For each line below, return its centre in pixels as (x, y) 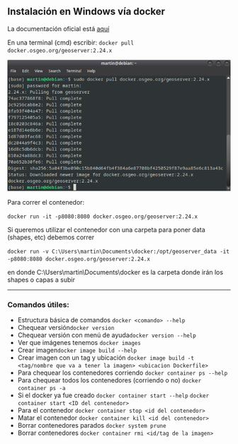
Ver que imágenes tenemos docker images (79, 343)
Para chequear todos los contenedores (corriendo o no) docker (109, 380)
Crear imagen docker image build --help (77, 351)
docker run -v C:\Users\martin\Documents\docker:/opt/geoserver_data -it (119, 251)
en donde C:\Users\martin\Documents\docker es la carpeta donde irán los (115, 272)
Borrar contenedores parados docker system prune (92, 426)
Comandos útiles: (38, 304)
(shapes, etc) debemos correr (51, 237)
